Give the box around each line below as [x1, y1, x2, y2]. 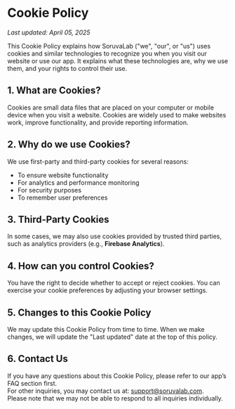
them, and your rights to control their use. [7, 64, 128, 72]
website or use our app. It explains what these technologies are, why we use [7, 56, 229, 65]
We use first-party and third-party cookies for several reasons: [7, 157, 189, 166]
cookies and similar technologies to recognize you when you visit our [7, 49, 207, 58]
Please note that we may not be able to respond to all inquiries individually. [7, 394, 223, 402]
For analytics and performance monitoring [17, 178, 140, 187]
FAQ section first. [7, 379, 58, 387]
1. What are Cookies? [7, 84, 102, 96]
